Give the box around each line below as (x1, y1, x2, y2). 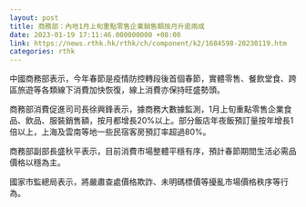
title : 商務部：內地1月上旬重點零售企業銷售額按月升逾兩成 (9, 22, 205, 31)
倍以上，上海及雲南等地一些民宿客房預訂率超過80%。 (9, 126, 211, 137)
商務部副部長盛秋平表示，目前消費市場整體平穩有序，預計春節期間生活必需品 (9, 146, 297, 157)
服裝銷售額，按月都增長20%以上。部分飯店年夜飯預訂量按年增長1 (48, 115, 294, 126)
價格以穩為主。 (9, 157, 66, 168)
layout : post (9, 13, 59, 23)
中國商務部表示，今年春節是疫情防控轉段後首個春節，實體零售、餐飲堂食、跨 (9, 74, 297, 84)
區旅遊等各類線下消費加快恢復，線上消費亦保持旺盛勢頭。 (9, 84, 225, 95)
